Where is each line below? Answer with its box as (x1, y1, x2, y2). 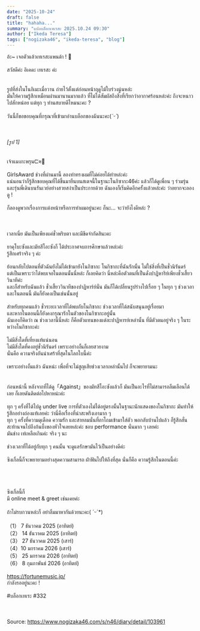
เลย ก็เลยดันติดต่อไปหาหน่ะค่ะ (7, 390, 65, 397)
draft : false (7, 14, 40, 20)
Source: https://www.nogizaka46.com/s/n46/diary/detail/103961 (7, 618, 165, 625)
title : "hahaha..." (7, 20, 56, 26)
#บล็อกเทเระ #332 (7, 592, 47, 599)
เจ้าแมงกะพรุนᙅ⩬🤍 (7, 158, 46, 165)
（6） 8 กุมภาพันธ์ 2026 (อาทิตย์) (7, 560, 80, 566)
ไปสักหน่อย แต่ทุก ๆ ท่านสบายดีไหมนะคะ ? (7, 99, 92, 106)
